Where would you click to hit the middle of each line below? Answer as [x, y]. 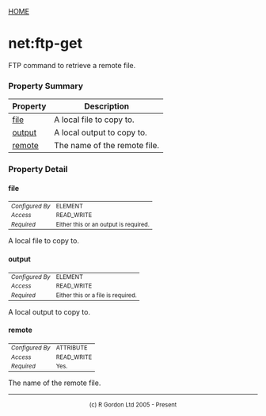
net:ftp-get [46, 44]
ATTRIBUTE [72, 348]
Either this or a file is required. [96, 295]
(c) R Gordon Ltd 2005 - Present [133, 405]
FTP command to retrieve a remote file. [72, 65]
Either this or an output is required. [103, 224]
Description [106, 106]
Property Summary [46, 86]
